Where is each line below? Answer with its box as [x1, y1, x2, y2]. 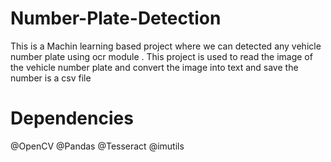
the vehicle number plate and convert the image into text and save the [10, 61, 299, 73]
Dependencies [10, 107, 134, 130]
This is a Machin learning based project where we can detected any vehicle [10, 40, 322, 52]
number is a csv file [10, 72, 92, 84]
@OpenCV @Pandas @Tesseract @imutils [10, 140, 185, 152]
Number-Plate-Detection [10, 7, 222, 30]
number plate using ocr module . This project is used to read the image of [10, 50, 313, 62]
